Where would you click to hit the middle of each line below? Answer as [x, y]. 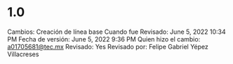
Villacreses [23, 54]
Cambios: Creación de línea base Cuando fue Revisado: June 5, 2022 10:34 [116, 32]
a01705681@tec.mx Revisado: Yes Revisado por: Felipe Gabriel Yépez [108, 46]
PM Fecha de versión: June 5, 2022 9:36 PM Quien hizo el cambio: [104, 39]
